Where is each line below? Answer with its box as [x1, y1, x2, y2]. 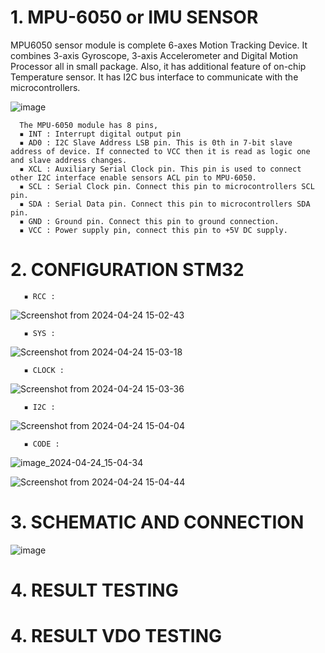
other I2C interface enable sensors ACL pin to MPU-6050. [10, 172, 257, 183]
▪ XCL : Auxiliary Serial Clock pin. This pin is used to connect [19, 164, 302, 174]
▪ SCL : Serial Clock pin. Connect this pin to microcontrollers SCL [19, 181, 315, 191]
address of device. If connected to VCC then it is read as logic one [10, 146, 311, 156]
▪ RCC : [23, 291, 56, 301]
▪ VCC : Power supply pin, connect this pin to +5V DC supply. [19, 225, 288, 235]
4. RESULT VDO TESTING [10, 625, 223, 648]
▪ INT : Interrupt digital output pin [19, 129, 182, 139]
